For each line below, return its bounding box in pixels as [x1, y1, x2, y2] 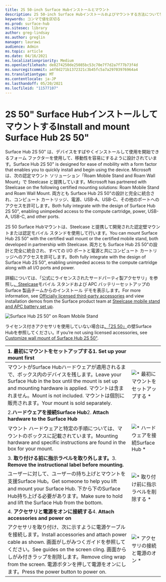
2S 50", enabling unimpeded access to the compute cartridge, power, [5, 208, 147, 214]
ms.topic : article [5, 49, 43, 54]
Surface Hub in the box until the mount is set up [7, 378, 118, 385]
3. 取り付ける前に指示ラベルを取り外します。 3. [7, 455, 117, 462]
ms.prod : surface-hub [5, 21, 50, 26]
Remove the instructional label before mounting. [7, 461, 124, 468]
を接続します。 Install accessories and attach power [7, 531, 127, 538]
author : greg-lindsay [5, 30, 50, 35]
